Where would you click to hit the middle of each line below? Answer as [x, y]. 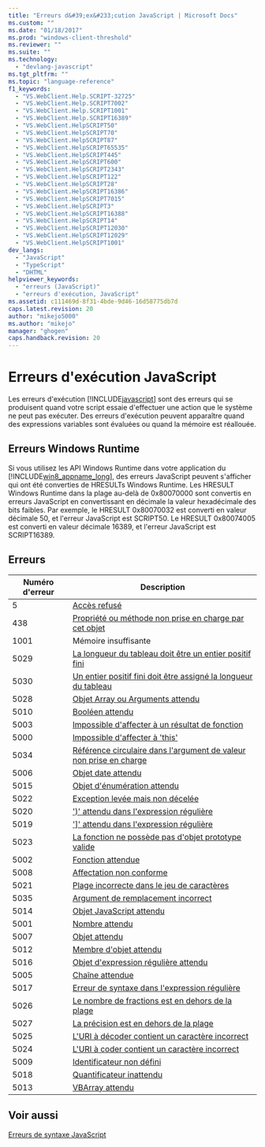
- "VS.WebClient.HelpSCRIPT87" [67, 140]
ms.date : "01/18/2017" [45, 30]
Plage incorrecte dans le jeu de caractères [151, 885]
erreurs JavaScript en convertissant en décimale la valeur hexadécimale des [132, 501]
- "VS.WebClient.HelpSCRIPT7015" [70, 199]
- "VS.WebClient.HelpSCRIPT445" [69, 155]
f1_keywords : [30, 89]
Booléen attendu [103, 712]
